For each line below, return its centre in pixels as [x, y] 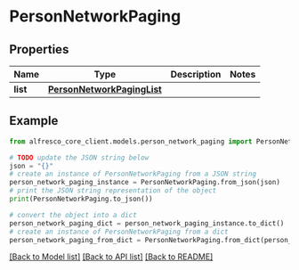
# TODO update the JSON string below [79, 158]
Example [34, 121]
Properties [39, 49]
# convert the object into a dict [73, 215]
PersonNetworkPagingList [105, 89]
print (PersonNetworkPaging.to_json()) [81, 199]
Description [196, 74]
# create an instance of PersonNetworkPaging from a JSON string [133, 174]
